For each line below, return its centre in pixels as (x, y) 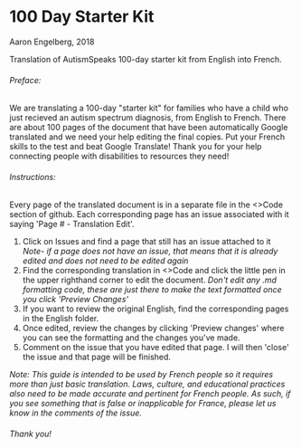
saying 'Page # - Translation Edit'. (72, 224)
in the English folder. (61, 319)
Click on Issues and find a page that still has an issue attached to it (146, 242)
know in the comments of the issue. (76, 413)
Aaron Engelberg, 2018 (52, 42)
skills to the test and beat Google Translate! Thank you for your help (136, 147)
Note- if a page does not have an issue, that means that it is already (150, 252)
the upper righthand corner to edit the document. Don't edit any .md (150, 280)
